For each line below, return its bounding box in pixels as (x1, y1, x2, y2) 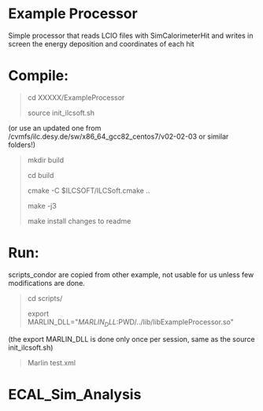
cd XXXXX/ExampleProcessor (27, 92, 125, 102)
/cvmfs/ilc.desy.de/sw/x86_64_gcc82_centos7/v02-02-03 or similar (8, 131, 229, 141)
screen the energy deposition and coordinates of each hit (8, 39, 194, 48)
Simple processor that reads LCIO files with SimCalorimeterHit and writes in (8, 31, 254, 40)
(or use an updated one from (8, 123, 102, 132)
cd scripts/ (27, 293, 63, 303)
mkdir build (27, 155, 65, 165)
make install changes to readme (27, 216, 131, 225)
